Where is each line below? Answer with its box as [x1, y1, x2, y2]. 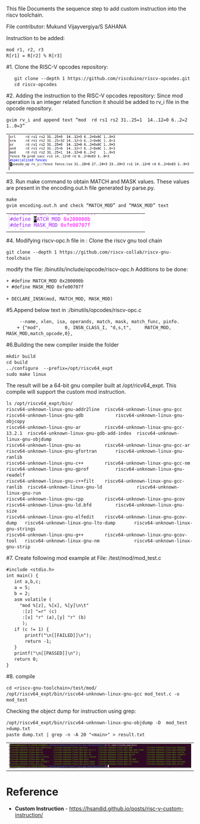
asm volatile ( [14, 596, 52, 602]
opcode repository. [6, 105, 53, 112]
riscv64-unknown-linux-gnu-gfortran [6, 448, 97, 454]
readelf [6, 472, 26, 478]
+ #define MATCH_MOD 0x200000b [6, 278, 84, 284]
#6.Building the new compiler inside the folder [6, 341, 119, 348]
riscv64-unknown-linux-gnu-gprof [6, 466, 89, 472]
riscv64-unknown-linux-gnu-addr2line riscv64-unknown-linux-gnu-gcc [6, 406, 183, 412]
